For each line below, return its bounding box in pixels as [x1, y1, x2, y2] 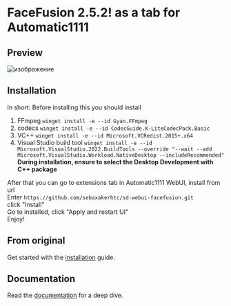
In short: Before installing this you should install [7, 103, 141, 111]
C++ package [17, 165, 57, 173]
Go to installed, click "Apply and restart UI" [7, 208, 129, 216]
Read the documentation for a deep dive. [7, 291, 123, 300]
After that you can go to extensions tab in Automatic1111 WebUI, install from [7, 178, 221, 186]
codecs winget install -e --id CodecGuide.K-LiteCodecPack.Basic [17, 124, 210, 132]
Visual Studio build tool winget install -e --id [17, 138, 153, 146]
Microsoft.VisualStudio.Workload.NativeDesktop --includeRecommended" [17, 151, 225, 159]
